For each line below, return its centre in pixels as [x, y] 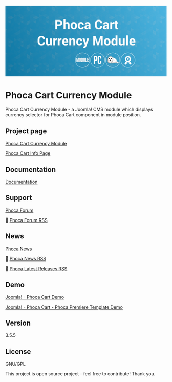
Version [18, 323]
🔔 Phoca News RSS [26, 258]
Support [19, 198]
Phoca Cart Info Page [28, 153]
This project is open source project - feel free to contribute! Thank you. [80, 374]
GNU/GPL [15, 364]
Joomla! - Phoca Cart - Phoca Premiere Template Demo [64, 307]
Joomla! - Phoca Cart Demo [35, 297]
